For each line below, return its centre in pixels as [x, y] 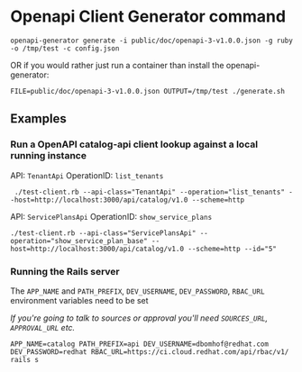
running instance [48, 156]
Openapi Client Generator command [148, 17]
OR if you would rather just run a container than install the [117, 65]
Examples [38, 119]
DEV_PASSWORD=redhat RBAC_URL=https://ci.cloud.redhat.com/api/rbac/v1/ [150, 352]
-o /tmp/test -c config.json [65, 48]
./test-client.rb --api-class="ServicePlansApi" [103, 233]
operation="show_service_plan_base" [79, 240]
